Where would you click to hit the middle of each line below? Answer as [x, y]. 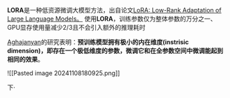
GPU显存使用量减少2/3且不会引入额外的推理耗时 [76, 27]
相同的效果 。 [25, 59]
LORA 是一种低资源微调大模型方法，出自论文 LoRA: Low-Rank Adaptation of [114, 10]
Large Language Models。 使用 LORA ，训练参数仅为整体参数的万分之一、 [112, 19]
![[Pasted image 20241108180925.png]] [64, 73]
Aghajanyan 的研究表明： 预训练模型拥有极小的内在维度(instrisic [98, 42]
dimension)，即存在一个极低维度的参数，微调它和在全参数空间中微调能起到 [115, 51]
